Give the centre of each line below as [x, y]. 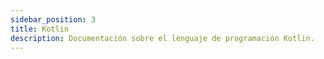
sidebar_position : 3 [53, 19]
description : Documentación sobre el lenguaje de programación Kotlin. [162, 38]
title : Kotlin [40, 29]
